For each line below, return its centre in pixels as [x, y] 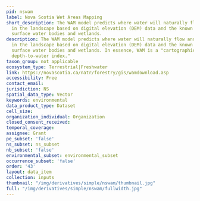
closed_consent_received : [38, 123]
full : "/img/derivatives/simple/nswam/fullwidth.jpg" [74, 189]
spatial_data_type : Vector [40, 95]
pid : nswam [20, 12]
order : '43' [21, 167]
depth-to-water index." [41, 56]
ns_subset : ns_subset [33, 144]
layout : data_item [29, 172]
